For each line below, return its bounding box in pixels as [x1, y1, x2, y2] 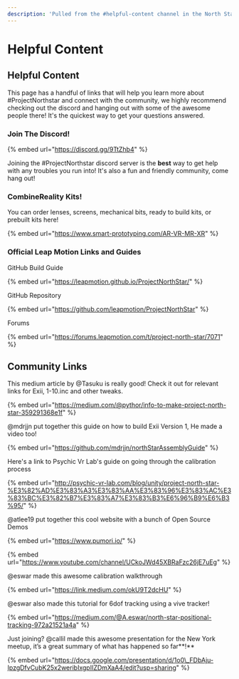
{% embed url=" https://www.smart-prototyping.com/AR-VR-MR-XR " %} [7, 229, 219, 238]
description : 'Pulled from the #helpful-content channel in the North [7, 10, 221, 18]
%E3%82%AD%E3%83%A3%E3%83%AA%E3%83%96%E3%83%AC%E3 [7, 486, 232, 495]
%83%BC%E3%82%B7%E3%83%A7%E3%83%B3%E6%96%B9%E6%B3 [7, 494, 230, 502]
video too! [7, 430, 37, 438]
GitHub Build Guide [7, 263, 64, 271]
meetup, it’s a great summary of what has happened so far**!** [7, 642, 195, 651]
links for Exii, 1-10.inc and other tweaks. [7, 387, 123, 395]
